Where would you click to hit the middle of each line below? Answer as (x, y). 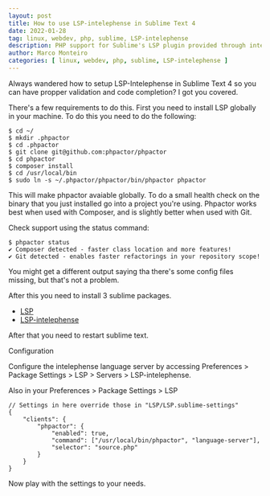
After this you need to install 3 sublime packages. (90, 295)
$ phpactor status (39, 242)
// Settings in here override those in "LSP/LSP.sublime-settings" (124, 405)
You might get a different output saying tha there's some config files (121, 271)
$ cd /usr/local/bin (43, 173)
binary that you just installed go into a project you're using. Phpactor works (133, 203)
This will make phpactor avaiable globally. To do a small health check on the (134, 195)
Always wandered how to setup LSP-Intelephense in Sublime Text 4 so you (133, 83)
